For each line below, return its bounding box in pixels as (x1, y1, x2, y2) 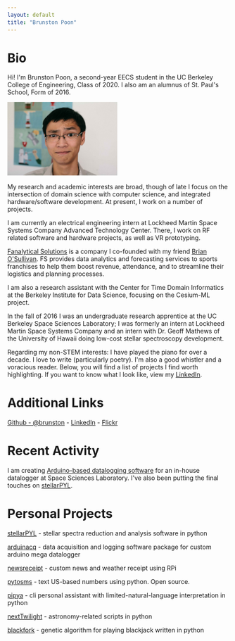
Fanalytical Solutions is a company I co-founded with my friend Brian (7, 247, 208, 255)
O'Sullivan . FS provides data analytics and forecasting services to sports (7, 254, 218, 263)
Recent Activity (7, 443, 100, 459)
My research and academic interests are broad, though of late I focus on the (7, 182, 229, 191)
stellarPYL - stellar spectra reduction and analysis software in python (7, 528, 208, 538)
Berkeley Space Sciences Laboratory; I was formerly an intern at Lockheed (7, 319, 225, 327)
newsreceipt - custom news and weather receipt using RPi (7, 564, 177, 572)
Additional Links (7, 395, 104, 411)
